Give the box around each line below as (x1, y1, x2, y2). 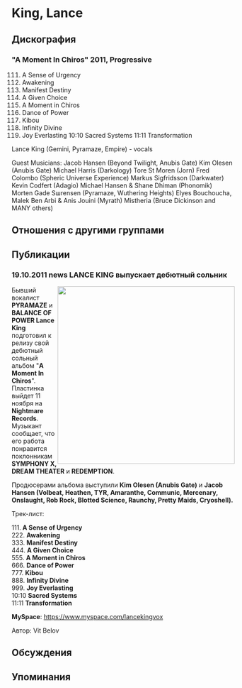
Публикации (11, 249, 70, 261)
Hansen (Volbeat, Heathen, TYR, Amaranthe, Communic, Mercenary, (11, 488, 219, 496)
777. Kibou (11, 568, 43, 577)
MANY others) (11, 204, 54, 212)
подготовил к (11, 331, 52, 339)
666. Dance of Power (11, 561, 74, 569)
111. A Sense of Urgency (11, 523, 83, 532)
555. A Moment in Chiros (11, 553, 86, 562)
